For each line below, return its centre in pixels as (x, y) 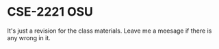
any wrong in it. (29, 37)
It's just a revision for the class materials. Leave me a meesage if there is (109, 31)
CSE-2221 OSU (50, 12)
